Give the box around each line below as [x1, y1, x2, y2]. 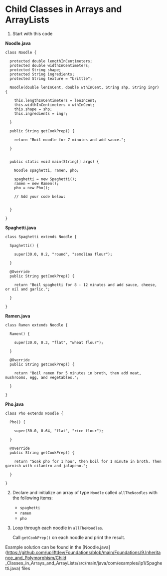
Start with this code [12, 30, 53, 36]
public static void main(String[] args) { [9, 159, 99, 164]
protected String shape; [9, 67, 61, 72]
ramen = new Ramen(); [14, 181, 59, 186]
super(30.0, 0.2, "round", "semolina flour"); [14, 252, 113, 257]
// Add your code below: [14, 194, 66, 199]
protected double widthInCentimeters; [9, 63, 91, 68]
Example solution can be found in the [5, 544, 81, 550]
